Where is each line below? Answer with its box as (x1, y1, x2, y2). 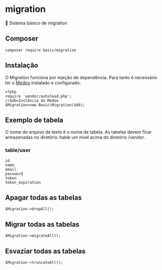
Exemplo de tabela (5, 116, 63, 124)
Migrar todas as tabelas (5, 220, 80, 229)
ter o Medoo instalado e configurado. (5, 80, 81, 86)
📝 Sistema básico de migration (5, 20, 67, 26)
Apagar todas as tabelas (5, 193, 82, 202)
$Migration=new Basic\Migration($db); (5, 102, 85, 108)
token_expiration (5, 180, 41, 185)
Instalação (5, 61, 39, 70)
